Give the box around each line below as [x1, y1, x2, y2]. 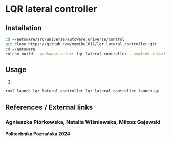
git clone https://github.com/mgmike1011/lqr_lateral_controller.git [5, 41, 157, 46]
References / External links [5, 103, 93, 111]
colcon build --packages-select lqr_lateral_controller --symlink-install [5, 51, 168, 56]
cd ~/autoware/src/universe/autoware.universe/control [5, 37, 125, 42]
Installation [5, 24, 42, 32]
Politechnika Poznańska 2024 [5, 131, 71, 137]
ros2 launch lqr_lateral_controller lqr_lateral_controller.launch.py [5, 89, 159, 94]
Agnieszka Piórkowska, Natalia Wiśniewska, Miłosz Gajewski [5, 118, 161, 125]
